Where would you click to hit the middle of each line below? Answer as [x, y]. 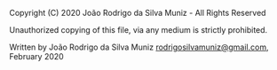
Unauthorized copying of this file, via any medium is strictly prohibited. [138, 30]
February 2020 [36, 56]
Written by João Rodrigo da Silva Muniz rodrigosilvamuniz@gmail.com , [139, 47]
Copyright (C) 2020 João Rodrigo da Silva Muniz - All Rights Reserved [138, 13]
